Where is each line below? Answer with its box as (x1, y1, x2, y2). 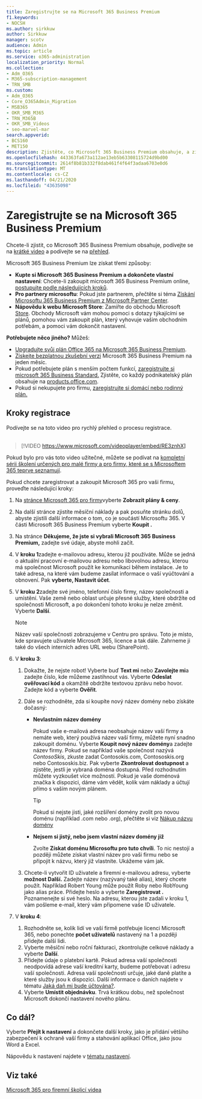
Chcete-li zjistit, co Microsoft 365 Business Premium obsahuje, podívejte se (6, 241, 194, 248)
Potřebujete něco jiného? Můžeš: (6, 334, 90, 341)
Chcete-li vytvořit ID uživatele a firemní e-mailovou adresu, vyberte (23, 869, 191, 876)
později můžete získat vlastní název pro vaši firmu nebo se (32, 851, 179, 858)
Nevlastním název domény (32, 716, 101, 723)
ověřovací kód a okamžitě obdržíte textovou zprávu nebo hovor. (23, 679, 183, 687)
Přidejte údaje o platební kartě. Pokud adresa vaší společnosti (23, 956, 177, 963)
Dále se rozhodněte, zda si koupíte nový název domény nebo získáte (23, 698, 194, 705)
